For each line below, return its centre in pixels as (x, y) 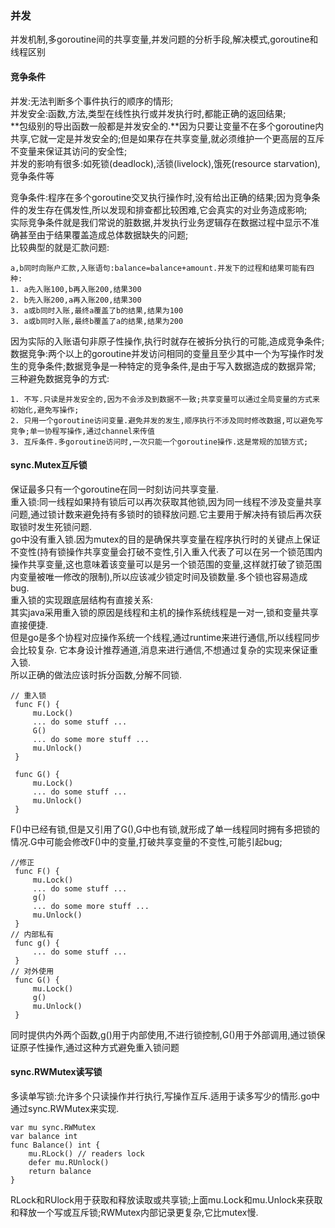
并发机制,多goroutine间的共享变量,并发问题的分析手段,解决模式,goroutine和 (164, 39)
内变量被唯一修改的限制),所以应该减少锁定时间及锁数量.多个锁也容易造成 (159, 576)
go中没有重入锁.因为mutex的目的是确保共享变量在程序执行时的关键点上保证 (165, 539)
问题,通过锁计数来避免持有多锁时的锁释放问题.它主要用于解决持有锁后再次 (162, 514)
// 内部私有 (32, 934)
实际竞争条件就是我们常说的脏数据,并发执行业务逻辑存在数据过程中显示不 (161, 222)
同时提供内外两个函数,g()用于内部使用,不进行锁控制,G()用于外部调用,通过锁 (163, 1034)
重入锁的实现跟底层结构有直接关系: (82, 599)
